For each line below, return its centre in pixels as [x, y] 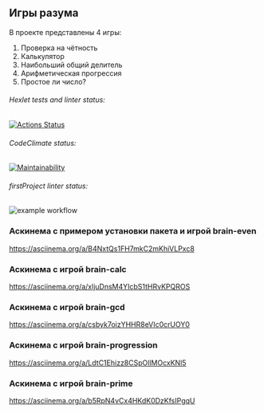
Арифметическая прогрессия [71, 73]
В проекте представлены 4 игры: [65, 32]
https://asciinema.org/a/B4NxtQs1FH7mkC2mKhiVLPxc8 [102, 248]
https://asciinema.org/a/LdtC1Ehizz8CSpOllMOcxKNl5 [98, 363]
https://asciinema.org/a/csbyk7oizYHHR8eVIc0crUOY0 [100, 324]
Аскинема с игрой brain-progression [83, 345]
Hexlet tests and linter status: [57, 100]
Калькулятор [42, 56]
